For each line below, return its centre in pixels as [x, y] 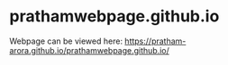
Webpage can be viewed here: [66, 41]
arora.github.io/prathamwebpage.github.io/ [89, 50]
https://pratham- [155, 41]
